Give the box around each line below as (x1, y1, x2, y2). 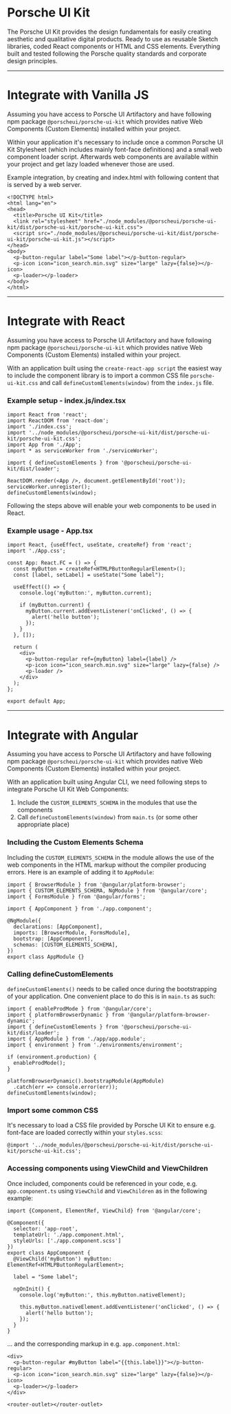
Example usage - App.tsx (7, 526, 93, 535)
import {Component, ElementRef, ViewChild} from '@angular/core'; (7, 1207, 201, 1214)
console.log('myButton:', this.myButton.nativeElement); (19, 1291, 186, 1299)
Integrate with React (7, 313, 125, 329)
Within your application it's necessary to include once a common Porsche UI (7, 137, 223, 146)
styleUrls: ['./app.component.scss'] (13, 1237, 122, 1244)
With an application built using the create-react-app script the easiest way (7, 364, 222, 372)
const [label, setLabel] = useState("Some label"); (13, 572, 165, 579)
